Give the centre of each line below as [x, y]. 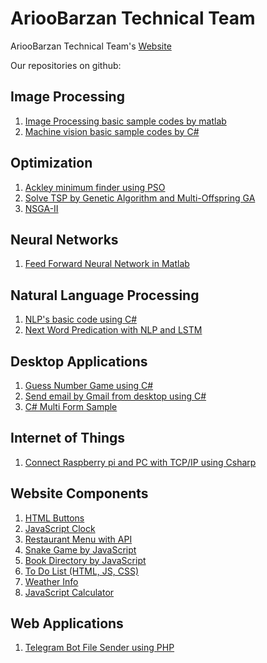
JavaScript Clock [60, 528]
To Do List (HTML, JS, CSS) [82, 571]
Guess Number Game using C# [89, 385]
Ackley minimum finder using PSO [95, 187]
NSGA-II [41, 208]
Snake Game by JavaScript [80, 549]
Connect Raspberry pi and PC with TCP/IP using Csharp [140, 462]
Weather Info [51, 581]
